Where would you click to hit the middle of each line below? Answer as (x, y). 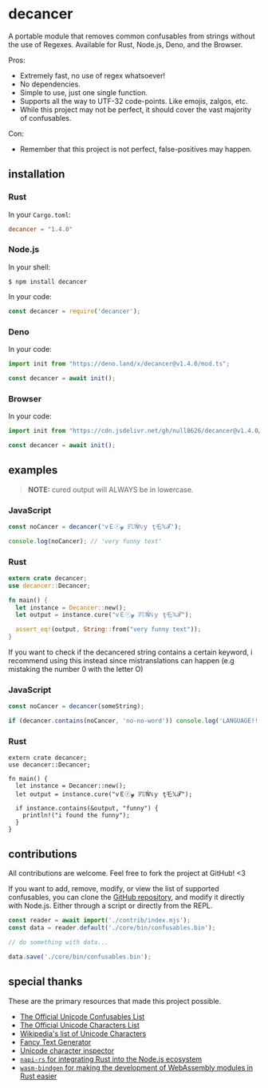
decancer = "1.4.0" (41, 229)
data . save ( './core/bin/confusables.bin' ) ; (80, 957)
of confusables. (45, 118)
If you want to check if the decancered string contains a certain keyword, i (130, 652)
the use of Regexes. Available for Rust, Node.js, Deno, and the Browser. (126, 44)
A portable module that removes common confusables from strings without (132, 36)
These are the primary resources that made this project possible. (115, 1001)
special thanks (45, 982)
